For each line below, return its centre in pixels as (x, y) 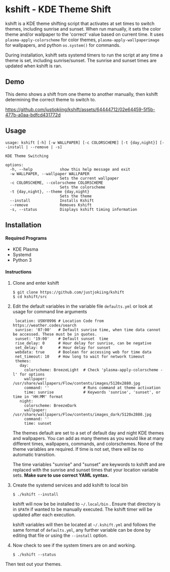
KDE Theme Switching (27, 156)
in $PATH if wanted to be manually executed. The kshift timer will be (82, 509)
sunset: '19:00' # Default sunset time (62, 339)
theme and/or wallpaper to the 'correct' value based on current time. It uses (84, 34)
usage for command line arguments (50, 312)
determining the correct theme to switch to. (51, 99)
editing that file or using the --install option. (60, 535)
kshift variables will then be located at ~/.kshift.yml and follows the (84, 525)
